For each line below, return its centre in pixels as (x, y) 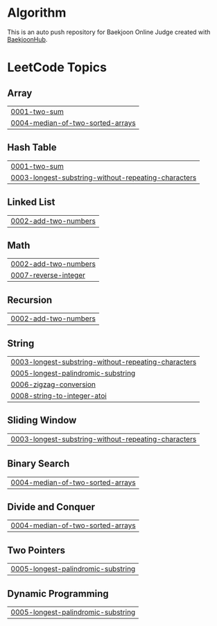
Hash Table (32, 147)
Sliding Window (42, 420)
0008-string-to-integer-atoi (59, 396)
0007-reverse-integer (48, 276)
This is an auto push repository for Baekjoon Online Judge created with (109, 32)
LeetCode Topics (57, 68)
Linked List (31, 202)
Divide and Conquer (51, 507)
